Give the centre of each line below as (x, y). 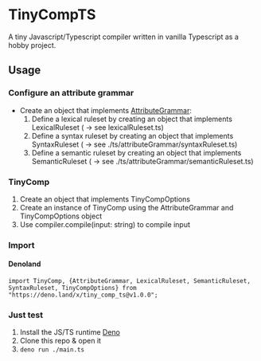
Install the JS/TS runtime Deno (70, 332)
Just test (26, 315)
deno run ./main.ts (52, 350)
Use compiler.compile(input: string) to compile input (105, 224)
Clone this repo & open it (60, 341)
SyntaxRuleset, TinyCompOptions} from (72, 288)
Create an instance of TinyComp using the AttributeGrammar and (127, 207)
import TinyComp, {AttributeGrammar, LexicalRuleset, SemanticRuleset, (129, 281)
